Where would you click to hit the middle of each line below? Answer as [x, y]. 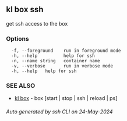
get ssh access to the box [37, 23]
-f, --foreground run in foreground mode [66, 51]
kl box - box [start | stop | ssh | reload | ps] [66, 98]
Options [17, 38]
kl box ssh [25, 10]
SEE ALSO [21, 86]
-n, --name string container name [56, 61]
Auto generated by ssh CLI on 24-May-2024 [59, 112]
